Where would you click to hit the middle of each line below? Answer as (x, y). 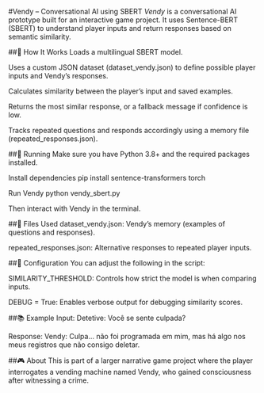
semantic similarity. (40, 36)
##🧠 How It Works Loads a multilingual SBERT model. (96, 52)
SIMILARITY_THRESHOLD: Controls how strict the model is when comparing (132, 278)
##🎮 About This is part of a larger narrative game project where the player (131, 361)
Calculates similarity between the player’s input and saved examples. (121, 91)
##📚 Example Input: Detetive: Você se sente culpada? (97, 318)
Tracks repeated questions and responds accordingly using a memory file (129, 130)
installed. (23, 162)
